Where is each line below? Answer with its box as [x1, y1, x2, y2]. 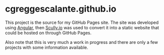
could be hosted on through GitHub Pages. [5, 30, 92, 36]
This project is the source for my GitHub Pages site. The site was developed [5, 19, 159, 25]
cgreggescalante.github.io [5, 3, 116, 15]
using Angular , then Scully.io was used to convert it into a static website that [5, 24, 160, 30]
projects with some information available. [5, 44, 88, 50]
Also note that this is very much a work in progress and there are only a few [5, 39, 158, 45]
